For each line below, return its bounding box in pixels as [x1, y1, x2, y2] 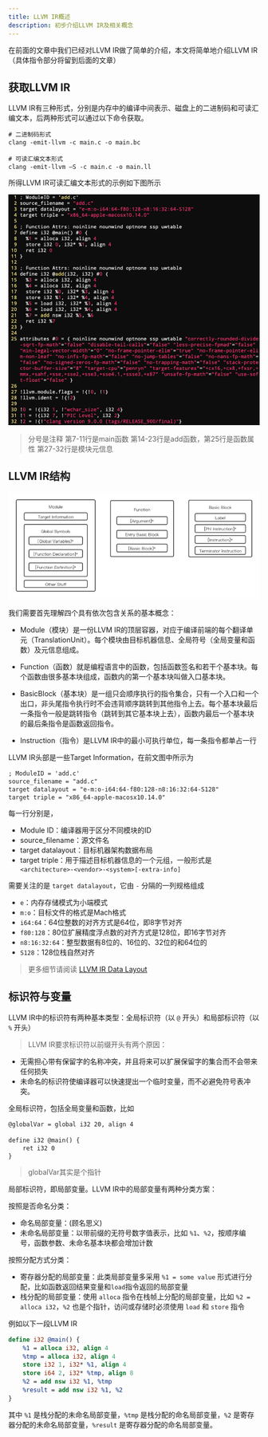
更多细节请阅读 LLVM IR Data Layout [27, 965, 148, 974]
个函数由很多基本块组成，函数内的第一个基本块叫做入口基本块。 [19, 672, 230, 682]
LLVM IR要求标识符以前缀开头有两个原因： [27, 1039, 167, 1049]
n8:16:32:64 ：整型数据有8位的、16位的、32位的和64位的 [19, 938, 207, 947]
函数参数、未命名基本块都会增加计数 [33, 1238, 153, 1247]
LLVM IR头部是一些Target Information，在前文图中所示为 [8, 753, 194, 762]
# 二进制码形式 [8, 131, 52, 139]
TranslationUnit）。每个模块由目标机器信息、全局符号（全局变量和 [33, 635, 249, 645]
